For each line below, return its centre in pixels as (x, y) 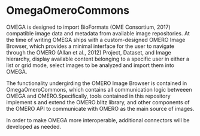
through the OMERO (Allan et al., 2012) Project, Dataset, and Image (89, 52)
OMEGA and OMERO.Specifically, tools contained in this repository (88, 96)
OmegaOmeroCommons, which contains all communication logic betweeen (99, 89)
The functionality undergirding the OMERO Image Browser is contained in (97, 83)
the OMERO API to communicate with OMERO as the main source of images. (100, 108)
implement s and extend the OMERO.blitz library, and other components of (98, 102)
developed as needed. (34, 126)
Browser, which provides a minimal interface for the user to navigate (90, 46)
